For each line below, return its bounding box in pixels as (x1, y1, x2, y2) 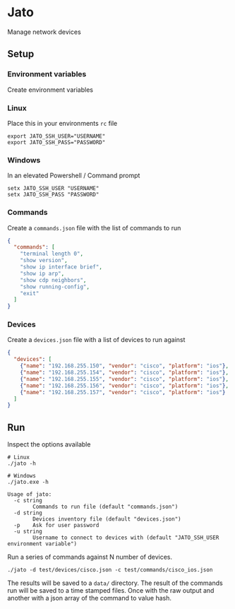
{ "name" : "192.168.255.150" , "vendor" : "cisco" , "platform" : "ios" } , (20, 362, 229, 369)
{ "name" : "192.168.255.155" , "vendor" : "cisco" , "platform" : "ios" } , (20, 375, 229, 382)
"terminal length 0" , (20, 250, 83, 258)
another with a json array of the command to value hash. (7, 594, 171, 603)
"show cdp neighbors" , (20, 276, 87, 283)
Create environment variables (7, 85, 94, 94)
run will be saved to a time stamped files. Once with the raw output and (7, 586, 215, 595)
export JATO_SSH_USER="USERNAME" (7, 132, 106, 140)
